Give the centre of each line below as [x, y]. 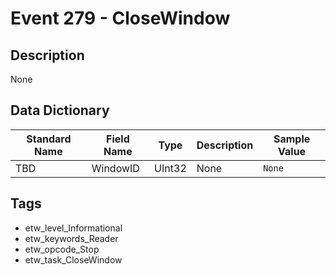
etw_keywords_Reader [71, 238]
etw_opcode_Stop [62, 249]
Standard [49, 139]
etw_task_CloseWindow [73, 259]
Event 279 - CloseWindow [120, 18]
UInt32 [170, 168]
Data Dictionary [60, 110]
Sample [292, 139]
